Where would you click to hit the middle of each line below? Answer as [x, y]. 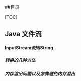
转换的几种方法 [20, 60]
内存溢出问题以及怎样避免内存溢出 [40, 73]
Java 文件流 [23, 34]
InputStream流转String [29, 48]
